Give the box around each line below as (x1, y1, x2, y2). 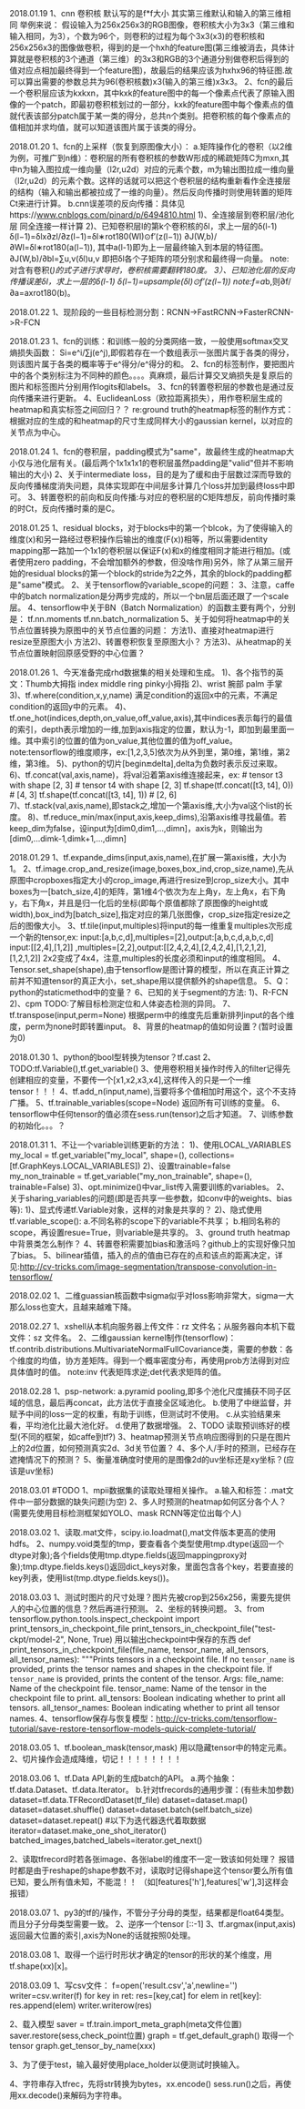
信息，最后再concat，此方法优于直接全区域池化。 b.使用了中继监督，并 (25, 1397, 292, 1408)
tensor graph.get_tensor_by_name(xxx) (9, 2041, 157, 2051)
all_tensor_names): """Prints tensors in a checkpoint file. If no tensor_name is (9, 1654, 296, 1665)
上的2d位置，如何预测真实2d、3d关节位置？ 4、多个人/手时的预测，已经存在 (9, 1442, 297, 1453)
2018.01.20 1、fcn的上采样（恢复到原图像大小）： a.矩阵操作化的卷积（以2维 (9, 141, 293, 152)
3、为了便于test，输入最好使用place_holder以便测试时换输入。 (9, 2059, 245, 2070)
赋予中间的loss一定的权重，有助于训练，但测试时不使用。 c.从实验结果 (9, 1409, 273, 1419)
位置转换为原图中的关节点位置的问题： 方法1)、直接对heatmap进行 (25, 625, 275, 636)
